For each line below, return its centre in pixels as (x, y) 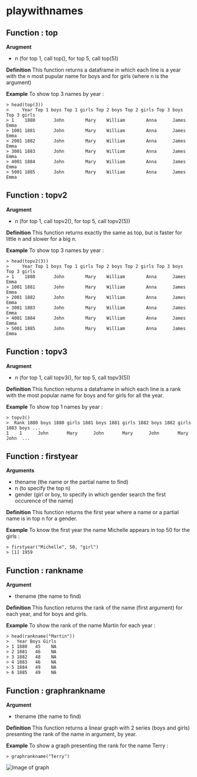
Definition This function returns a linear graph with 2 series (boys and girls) (98, 728)
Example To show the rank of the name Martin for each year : (81, 626)
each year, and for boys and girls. (47, 614)
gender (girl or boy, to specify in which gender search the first (90, 495)
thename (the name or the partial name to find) (71, 482)
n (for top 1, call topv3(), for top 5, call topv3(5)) (73, 378)
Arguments (20, 470)
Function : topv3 (37, 352)
